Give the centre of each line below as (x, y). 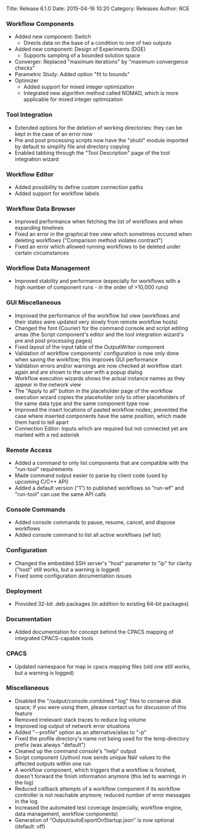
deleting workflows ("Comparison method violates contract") (89, 240)
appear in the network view (48, 384)
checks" (25, 68)
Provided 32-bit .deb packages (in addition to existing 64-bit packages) (102, 604)
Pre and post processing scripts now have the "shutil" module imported (101, 140)
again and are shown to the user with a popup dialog (78, 372)
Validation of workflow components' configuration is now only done (97, 353)
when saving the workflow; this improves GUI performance (86, 359)
